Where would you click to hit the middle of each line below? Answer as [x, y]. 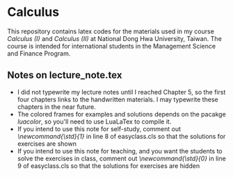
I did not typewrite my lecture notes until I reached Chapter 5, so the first [121, 92]
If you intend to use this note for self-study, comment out [99, 128]
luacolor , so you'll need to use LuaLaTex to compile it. [94, 121]
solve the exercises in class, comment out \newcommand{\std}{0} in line [121, 158]
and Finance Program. [39, 53]
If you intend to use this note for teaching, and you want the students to [120, 151]
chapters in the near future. [56, 107]
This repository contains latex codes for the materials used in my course [111, 31]
